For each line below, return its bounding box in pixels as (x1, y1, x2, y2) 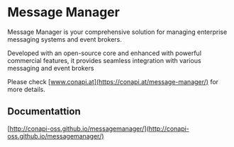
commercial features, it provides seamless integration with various (7, 56, 201, 64)
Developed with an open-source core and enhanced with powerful (7, 49, 202, 57)
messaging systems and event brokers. (7, 35, 122, 43)
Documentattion (7, 105, 82, 117)
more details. (7, 85, 46, 93)
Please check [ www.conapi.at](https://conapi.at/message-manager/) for (7, 77, 218, 86)
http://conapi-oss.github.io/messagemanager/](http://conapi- (9, 124, 189, 133)
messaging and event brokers (7, 64, 94, 72)
